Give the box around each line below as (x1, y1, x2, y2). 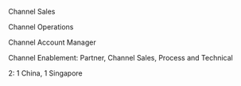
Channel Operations (8, 22, 74, 31)
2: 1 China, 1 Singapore (8, 68, 84, 78)
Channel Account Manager (8, 37, 97, 47)
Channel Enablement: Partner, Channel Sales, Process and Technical (8, 53, 233, 62)
